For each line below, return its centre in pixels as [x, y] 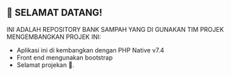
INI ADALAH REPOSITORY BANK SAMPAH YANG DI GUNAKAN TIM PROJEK [115, 29]
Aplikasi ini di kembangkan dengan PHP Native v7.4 [90, 50]
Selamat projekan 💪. [45, 65]
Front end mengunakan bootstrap [64, 57]
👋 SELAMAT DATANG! [54, 13]
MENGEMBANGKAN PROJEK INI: [54, 37]
